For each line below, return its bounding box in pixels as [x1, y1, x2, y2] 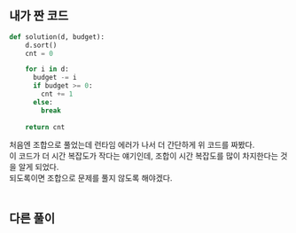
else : [32, 97, 53, 106]
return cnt [25, 122, 66, 131]
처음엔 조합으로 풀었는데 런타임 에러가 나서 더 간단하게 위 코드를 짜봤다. [9, 140, 255, 151]
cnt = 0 [25, 49, 53, 58]
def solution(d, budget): [9, 32, 105, 42]
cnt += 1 [41, 89, 74, 99]
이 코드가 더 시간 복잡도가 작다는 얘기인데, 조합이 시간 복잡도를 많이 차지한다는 [9, 151, 279, 161]
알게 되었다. [18, 162, 59, 173]
